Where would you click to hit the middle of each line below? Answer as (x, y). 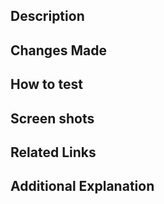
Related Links (53, 152)
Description (47, 16)
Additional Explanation (82, 186)
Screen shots (52, 118)
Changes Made (58, 50)
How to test (46, 84)
